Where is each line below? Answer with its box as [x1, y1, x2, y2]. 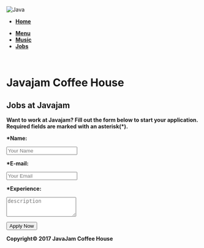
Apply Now [9, 223, 34, 229]
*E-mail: [6, 160, 29, 167]
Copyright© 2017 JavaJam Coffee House [6, 235, 113, 242]
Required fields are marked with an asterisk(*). [6, 123, 129, 130]
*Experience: [6, 185, 42, 192]
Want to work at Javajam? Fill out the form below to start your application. [6, 116, 198, 123]
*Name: [6, 134, 28, 142]
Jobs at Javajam [6, 100, 70, 111]
